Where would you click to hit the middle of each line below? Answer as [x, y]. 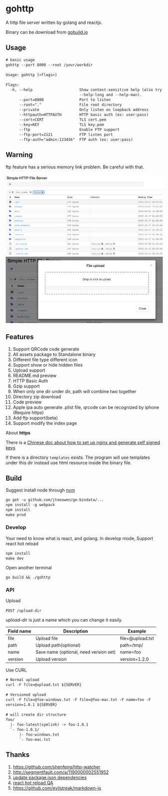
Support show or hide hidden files [48, 365]
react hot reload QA [33, 783]
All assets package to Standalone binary [54, 354]
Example [137, 631]
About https [18, 433]
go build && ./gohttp [28, 577]
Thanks [18, 755]
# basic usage [20, 60]
